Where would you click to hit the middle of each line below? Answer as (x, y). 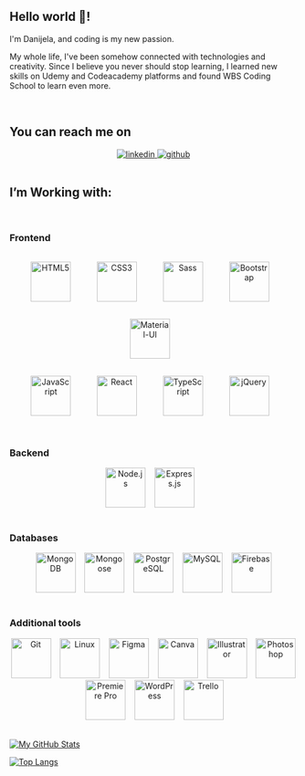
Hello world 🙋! (50, 17)
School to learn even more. (60, 85)
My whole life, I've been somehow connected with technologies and (137, 57)
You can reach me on (70, 132)
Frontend (30, 238)
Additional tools (45, 624)
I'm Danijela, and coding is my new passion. (92, 38)
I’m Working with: (61, 193)
